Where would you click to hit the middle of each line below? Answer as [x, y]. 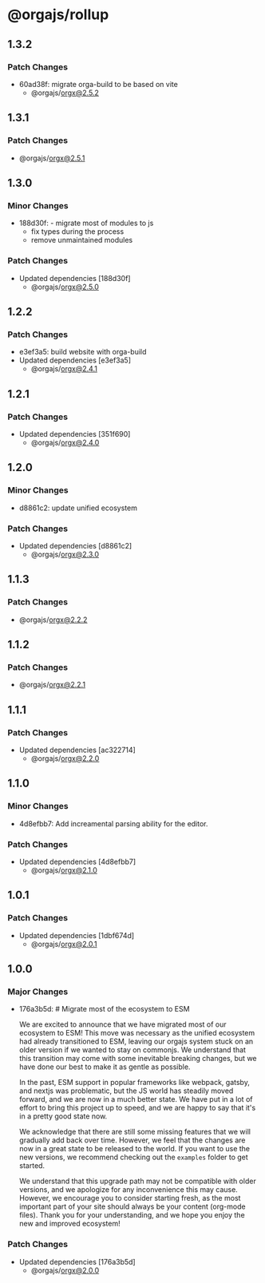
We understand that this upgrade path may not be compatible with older [137, 1181]
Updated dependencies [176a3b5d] [77, 1261]
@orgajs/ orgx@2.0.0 [65, 1270]
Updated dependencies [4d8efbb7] [77, 861]
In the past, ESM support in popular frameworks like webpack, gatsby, [134, 1083]
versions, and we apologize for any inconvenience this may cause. [129, 1190]
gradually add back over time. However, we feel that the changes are [132, 1140]
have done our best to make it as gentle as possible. [105, 1067]
